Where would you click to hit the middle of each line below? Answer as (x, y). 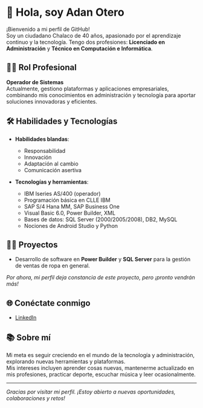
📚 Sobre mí (29, 337)
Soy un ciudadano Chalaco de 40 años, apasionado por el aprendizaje (94, 35)
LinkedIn (26, 318)
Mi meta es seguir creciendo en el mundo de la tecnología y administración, (101, 355)
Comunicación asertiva (53, 170)
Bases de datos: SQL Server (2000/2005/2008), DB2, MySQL (101, 219)
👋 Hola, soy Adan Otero (66, 12)
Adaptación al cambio (51, 164)
